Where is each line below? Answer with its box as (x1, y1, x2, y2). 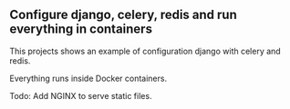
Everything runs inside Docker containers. (9, 73, 167, 84)
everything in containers (9, 22, 153, 37)
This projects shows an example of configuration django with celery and (9, 45, 281, 56)
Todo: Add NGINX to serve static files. (9, 90, 152, 101)
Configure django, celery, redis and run (9, 7, 237, 23)
